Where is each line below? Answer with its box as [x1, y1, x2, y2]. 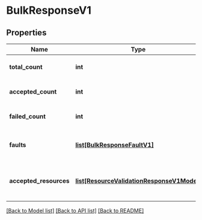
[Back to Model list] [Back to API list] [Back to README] [6, 207, 144, 214]
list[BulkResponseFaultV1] [75, 141, 155, 149]
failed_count [9, 112, 46, 120]
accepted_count [9, 88, 57, 96]
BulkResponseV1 [6, 4, 92, 17]
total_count [9, 63, 43, 71]
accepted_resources [9, 177, 70, 185]
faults [9, 141, 26, 149]
